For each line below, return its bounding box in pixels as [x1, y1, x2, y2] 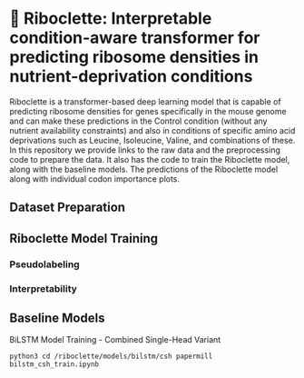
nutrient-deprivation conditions [9, 66, 253, 87]
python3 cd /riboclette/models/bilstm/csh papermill [9, 352, 213, 362]
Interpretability [9, 282, 77, 294]
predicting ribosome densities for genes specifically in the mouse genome [9, 105, 288, 116]
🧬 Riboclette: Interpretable [9, 8, 212, 29]
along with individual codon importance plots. [9, 173, 180, 184]
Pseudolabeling [9, 258, 80, 271]
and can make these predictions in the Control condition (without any [9, 115, 268, 126]
